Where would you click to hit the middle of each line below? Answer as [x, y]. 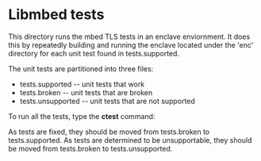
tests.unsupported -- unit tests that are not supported [107, 101]
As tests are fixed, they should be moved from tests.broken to [109, 132]
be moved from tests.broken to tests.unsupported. [90, 148]
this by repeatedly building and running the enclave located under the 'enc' [131, 44]
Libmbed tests [56, 15]
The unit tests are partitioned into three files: [81, 68]
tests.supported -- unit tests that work [82, 84]
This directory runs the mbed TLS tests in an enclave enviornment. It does [129, 36]
